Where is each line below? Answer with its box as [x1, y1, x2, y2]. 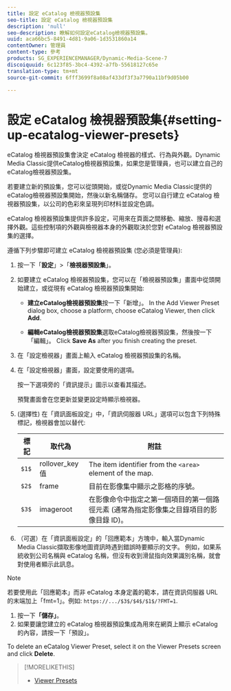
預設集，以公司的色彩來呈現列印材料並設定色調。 [19, 200, 158, 208]
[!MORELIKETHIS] [23, 663, 75, 672]
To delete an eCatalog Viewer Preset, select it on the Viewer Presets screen [7, 642, 221, 651]
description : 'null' [7, 23, 67, 30]
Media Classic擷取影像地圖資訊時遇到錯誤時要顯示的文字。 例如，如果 [16, 543, 215, 551]
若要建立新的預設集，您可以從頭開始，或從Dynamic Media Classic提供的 [7, 183, 212, 191]
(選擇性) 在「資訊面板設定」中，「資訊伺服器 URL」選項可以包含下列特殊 [16, 410, 221, 418]
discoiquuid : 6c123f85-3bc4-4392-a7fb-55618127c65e [7, 61, 158, 68]
